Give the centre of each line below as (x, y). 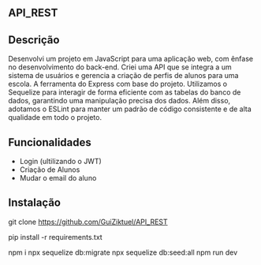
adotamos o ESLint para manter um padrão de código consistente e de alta (130, 109)
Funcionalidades (50, 142)
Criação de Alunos (50, 170)
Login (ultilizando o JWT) (61, 162)
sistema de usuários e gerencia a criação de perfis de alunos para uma (123, 76)
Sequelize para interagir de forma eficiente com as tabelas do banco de (125, 92)
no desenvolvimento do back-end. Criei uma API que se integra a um (120, 67)
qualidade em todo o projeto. (55, 118)
